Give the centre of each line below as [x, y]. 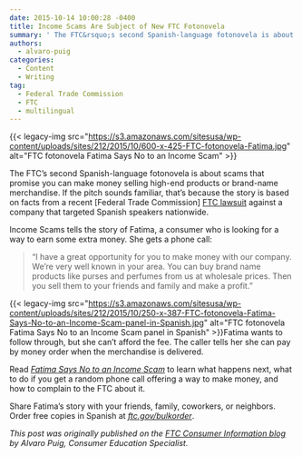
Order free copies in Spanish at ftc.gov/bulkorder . [102, 416]
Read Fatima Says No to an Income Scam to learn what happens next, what [151, 370]
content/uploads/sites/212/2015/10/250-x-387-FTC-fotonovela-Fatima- [143, 313]
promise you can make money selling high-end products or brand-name [144, 184]
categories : [32, 60]
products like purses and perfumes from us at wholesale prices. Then [161, 276]
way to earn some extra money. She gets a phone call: [111, 239]
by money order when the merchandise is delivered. [107, 352]
